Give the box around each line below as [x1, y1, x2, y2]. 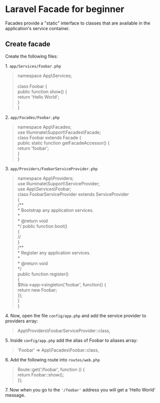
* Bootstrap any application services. [17, 207, 94, 213]
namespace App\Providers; [17, 175, 74, 181]
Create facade [5, 40, 51, 49]
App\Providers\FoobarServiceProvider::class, [17, 327, 110, 333]
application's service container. [5, 25, 70, 31]
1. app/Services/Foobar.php [5, 63, 61, 69]
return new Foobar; [17, 287, 57, 293]
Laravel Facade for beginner [5, 4, 124, 15]
